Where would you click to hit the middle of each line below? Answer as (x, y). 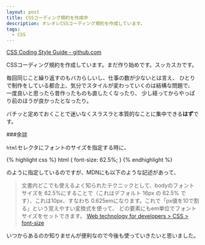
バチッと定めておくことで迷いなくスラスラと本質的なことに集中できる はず (100, 114)
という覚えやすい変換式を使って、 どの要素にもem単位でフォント (114, 208)
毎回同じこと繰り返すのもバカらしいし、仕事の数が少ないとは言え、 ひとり (101, 78)
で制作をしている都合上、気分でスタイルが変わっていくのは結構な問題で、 (100, 86)
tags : (13, 29)
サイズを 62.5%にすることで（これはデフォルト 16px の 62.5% (100, 193)
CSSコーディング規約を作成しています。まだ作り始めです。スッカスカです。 (102, 65)
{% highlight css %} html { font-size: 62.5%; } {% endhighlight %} (89, 160)
